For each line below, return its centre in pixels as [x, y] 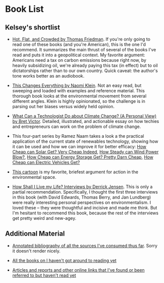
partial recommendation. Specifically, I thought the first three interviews [85, 192]
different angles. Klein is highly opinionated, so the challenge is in [79, 101]
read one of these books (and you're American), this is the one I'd [79, 44]
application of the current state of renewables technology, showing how [85, 141]
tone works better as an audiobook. [48, 76]
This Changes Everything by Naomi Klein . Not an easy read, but [77, 85]
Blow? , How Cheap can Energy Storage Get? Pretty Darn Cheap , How [83, 157]
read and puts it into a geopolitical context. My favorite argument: [79, 55]
